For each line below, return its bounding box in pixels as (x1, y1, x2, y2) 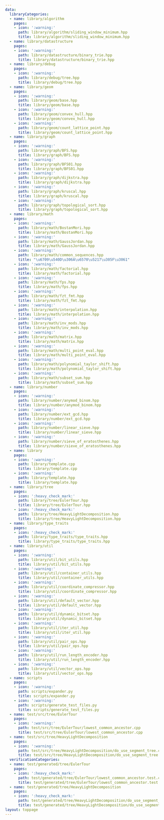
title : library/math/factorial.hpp (18, 271, 91, 276)
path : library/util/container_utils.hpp (18, 571, 102, 576)
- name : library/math (9, 212, 54, 217)
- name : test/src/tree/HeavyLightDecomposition (9, 734, 108, 739)
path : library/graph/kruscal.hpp (18, 189, 86, 194)
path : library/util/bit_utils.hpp (18, 557, 89, 562)
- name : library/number (9, 384, 58, 389)
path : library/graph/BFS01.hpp (18, 162, 82, 167)
